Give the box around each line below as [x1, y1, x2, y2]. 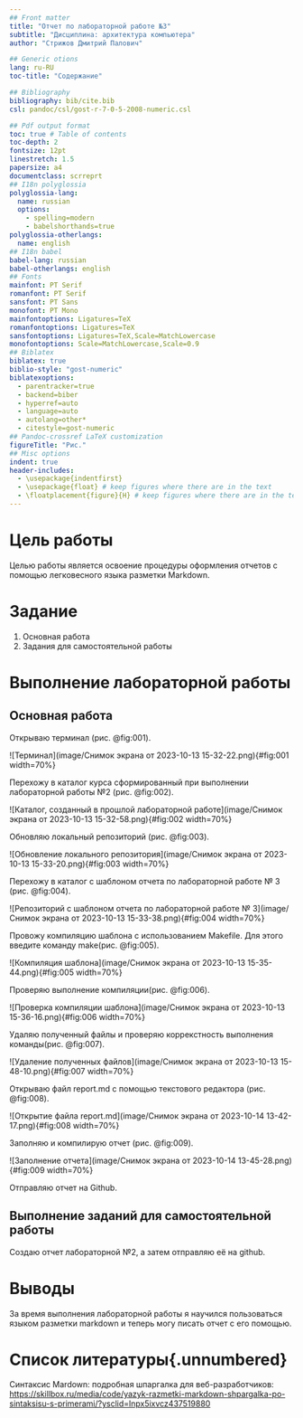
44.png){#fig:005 [9, 967, 75, 978]
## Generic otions [9, 55, 78, 64]
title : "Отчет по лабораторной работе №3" [9, 22, 171, 31]
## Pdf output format [9, 121, 91, 130]
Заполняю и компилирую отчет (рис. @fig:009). [9, 1137, 194, 1149]
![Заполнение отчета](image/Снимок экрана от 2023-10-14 [9, 1155, 236, 1166]
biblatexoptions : [9, 373, 75, 383]
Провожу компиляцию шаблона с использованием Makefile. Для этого [9, 930, 284, 941]
